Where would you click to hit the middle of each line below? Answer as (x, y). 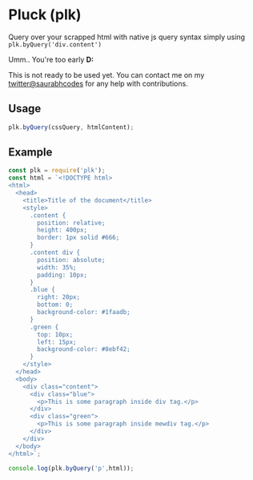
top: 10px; (55, 334)
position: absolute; (71, 260)
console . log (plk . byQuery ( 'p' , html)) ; (71, 468)
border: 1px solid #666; (78, 238)
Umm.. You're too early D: (51, 59)
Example (30, 153)
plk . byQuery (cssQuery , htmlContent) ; (71, 127)
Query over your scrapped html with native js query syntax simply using (127, 37)
